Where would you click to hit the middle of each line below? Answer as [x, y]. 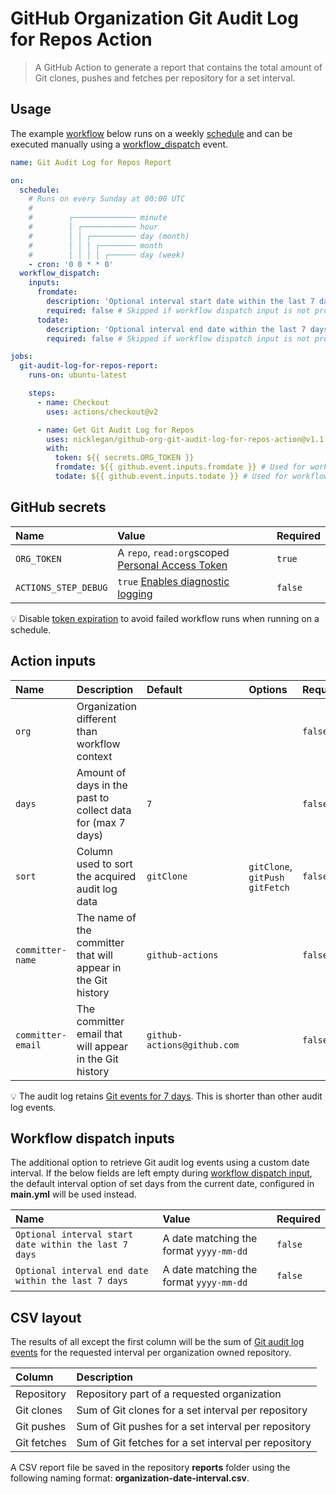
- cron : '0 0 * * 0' [71, 264]
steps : [42, 393]
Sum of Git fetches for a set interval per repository [194, 1443]
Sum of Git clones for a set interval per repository [192, 1410]
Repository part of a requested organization [179, 1394]
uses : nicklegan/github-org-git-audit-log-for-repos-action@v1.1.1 [189, 439]
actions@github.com [193, 1045]
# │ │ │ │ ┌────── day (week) [107, 255]
